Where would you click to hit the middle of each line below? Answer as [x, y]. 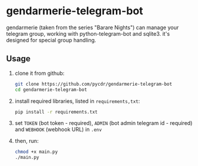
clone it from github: [40, 73]
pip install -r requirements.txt [56, 112]
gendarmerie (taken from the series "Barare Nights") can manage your [92, 27]
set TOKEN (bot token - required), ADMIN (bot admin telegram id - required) [103, 123]
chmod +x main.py [36, 152]
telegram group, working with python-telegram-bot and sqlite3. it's [88, 33]
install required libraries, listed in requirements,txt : [77, 101]
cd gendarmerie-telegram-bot [51, 90]
